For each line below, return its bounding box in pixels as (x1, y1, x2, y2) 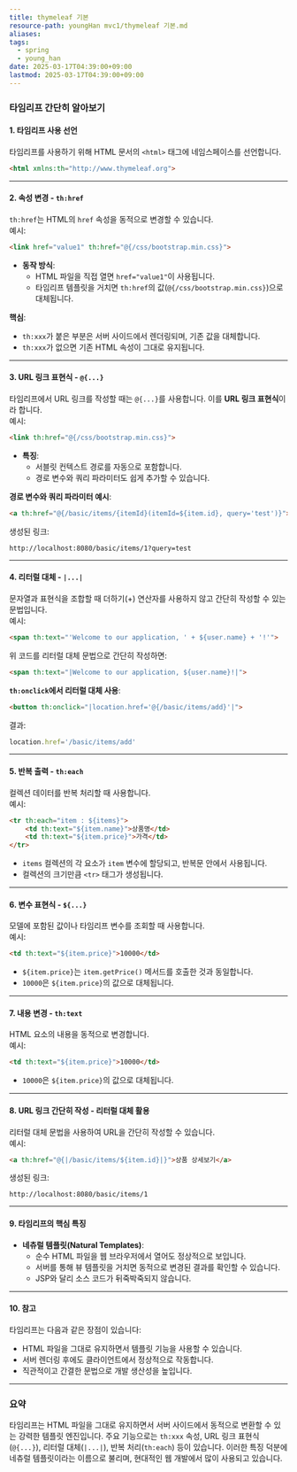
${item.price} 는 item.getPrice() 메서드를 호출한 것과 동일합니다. (21, 966, 254, 977)
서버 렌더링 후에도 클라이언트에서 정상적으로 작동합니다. (21, 1354, 214, 1365)
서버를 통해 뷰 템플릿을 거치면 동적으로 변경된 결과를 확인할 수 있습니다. (34, 1261, 281, 1272)
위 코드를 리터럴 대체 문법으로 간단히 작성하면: (9, 650, 168, 661)
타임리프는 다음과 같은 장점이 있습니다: (9, 1324, 141, 1335)
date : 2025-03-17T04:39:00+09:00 (9, 63, 133, 72)
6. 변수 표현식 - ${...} (9, 899, 88, 910)
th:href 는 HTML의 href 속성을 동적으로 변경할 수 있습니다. (9, 213, 214, 224)
